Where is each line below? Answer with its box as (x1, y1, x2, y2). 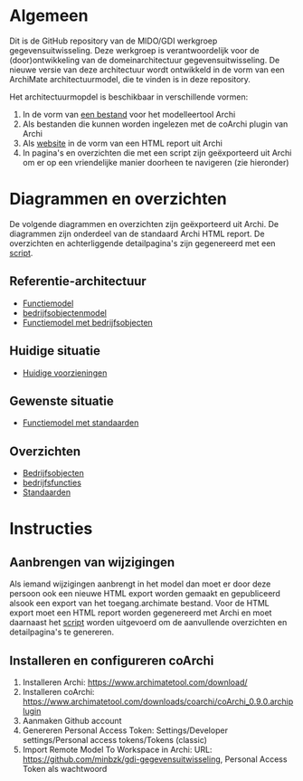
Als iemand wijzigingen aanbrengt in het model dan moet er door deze (9, 578, 271, 589)
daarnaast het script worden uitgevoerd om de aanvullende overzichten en (9, 617, 288, 628)
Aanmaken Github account (22, 715, 122, 726)
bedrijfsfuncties (22, 477, 81, 489)
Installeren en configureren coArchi (9, 652, 214, 668)
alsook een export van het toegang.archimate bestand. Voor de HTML (9, 598, 270, 609)
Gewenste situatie (9, 393, 115, 408)
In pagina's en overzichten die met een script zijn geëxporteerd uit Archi (22, 147, 292, 158)
